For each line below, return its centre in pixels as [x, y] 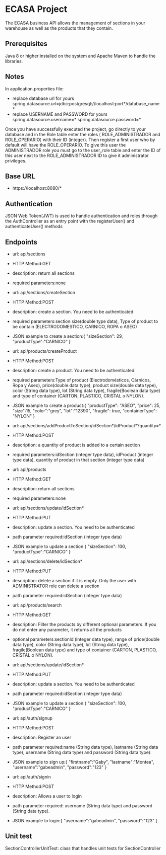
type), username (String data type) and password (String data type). [82, 752]
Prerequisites [26, 44]
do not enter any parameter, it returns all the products [67, 630]
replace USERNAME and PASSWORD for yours [60, 114]
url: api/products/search [37, 605]
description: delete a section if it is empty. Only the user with [74, 581]
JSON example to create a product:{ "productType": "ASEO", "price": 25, [86, 405]
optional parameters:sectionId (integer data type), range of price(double [86, 639]
